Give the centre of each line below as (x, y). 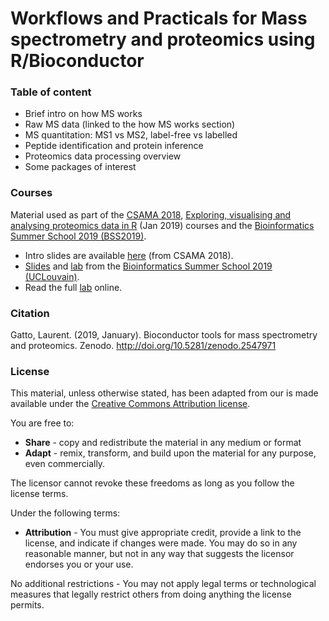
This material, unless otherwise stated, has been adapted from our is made (164, 393)
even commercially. (65, 464)
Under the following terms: (65, 513)
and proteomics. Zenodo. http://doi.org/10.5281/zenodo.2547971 (143, 346)
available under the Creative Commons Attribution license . (130, 404)
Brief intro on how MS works (83, 114)
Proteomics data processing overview (103, 156)
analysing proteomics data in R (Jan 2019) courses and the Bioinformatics (162, 225)
